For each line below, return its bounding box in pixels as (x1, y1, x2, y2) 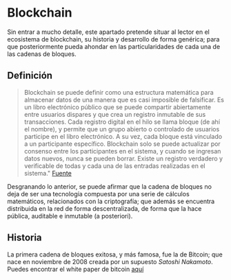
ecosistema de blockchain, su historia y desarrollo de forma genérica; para (7, 35, 220, 43)
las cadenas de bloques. (7, 50, 77, 58)
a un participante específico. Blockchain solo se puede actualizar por (23, 140, 221, 148)
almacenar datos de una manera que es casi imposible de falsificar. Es (23, 95, 224, 104)
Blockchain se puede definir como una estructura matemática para (23, 88, 214, 96)
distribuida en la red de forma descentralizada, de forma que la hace (7, 204, 202, 212)
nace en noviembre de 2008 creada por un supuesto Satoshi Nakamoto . (7, 257, 214, 265)
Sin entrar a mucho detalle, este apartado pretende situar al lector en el (7, 28, 210, 36)
